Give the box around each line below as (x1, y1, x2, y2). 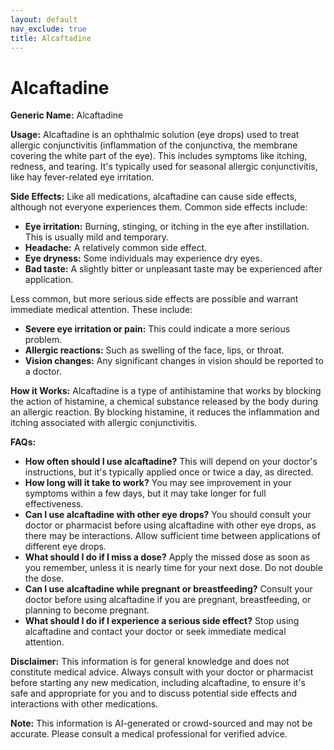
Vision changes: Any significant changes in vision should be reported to (24, 355, 324, 367)
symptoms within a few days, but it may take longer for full (24, 487, 267, 500)
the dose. (24, 572, 65, 585)
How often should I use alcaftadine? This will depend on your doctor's (24, 456, 318, 468)
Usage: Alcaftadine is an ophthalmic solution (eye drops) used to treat (10, 129, 300, 141)
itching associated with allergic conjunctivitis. (10, 417, 198, 429)
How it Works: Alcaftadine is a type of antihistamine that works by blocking (10, 385, 322, 397)
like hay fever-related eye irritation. (10, 171, 155, 183)
